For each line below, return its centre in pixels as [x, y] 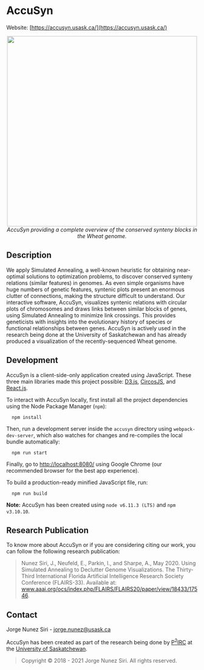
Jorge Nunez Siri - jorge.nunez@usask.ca [59, 629]
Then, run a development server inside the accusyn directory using [89, 428]
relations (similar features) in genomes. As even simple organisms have [95, 283]
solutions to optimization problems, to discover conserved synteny [110, 276]
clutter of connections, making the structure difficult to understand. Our [96, 295]
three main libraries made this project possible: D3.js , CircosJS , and [91, 381]
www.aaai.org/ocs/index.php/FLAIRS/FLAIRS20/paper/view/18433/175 [109, 589]
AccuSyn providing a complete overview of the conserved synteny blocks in [102, 230]
